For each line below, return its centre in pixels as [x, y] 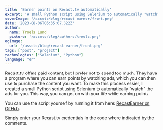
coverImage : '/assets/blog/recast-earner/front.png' [59, 19]
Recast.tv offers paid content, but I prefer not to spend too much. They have [81, 73]
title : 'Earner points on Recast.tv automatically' [58, 9]
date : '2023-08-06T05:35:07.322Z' [40, 23]
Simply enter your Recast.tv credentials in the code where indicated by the [80, 118]
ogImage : [14, 41]
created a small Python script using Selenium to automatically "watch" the [79, 89]
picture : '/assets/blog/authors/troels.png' [55, 37]
